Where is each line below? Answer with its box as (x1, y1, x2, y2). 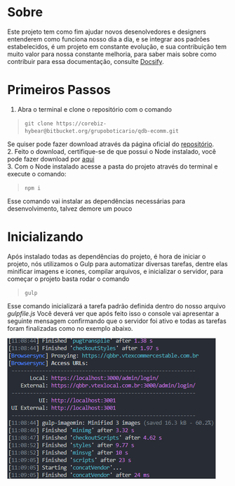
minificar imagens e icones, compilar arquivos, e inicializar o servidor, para (7, 267, 223, 275)
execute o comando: (7, 169, 67, 178)
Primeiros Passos (7, 82, 111, 98)
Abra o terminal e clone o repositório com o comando (17, 105, 172, 113)
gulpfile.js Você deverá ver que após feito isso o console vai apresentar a (7, 309, 220, 317)
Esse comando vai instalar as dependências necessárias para (7, 197, 186, 205)
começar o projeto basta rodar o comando (7, 275, 130, 283)
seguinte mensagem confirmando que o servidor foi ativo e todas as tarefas (7, 317, 227, 325)
